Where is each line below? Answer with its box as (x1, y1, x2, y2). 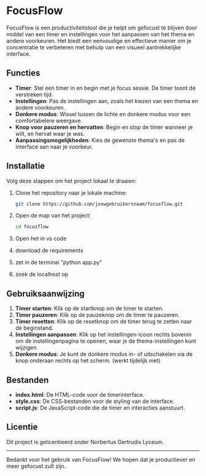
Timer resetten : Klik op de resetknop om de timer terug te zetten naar (15, 318, 192, 326)
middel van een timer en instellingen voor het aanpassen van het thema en (6, 30, 195, 37)
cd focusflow (15, 224, 49, 230)
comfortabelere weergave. (15, 117, 83, 124)
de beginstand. (15, 324, 54, 332)
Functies (6, 68, 40, 79)
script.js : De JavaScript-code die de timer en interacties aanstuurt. (15, 404, 185, 412)
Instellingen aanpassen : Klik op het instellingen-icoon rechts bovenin (15, 331, 192, 338)
